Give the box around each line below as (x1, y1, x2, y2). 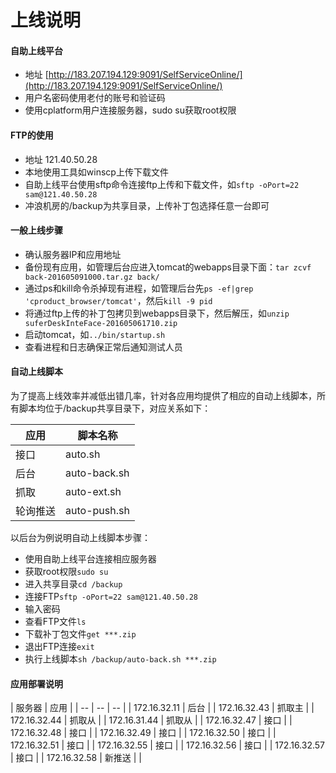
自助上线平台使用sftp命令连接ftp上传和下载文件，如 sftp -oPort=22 (24, 178, 300, 190)
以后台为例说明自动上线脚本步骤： (10, 532, 151, 543)
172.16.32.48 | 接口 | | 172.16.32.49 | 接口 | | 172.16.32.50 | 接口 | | (10, 727, 277, 739)
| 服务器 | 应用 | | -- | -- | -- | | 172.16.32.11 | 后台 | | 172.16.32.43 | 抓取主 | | (10, 702, 315, 714)
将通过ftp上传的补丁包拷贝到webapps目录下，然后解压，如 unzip (24, 307, 290, 319)
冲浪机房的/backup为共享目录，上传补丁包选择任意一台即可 (24, 199, 270, 211)
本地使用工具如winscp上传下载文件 (24, 166, 169, 178)
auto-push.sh (65, 504, 130, 517)
